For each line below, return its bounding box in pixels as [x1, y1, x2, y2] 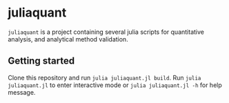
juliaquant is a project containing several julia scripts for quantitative [8, 28, 204, 36]
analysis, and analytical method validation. [8, 35, 128, 43]
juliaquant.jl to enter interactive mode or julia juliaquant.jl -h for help [8, 81, 223, 89]
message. [8, 88, 36, 96]
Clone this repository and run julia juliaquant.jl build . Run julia [8, 73, 201, 82]
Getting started [8, 55, 75, 67]
